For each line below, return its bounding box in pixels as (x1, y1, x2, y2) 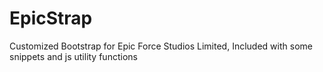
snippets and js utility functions (9, 50, 138, 62)
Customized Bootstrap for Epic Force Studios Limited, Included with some (9, 40, 313, 52)
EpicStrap (9, 7, 93, 30)
